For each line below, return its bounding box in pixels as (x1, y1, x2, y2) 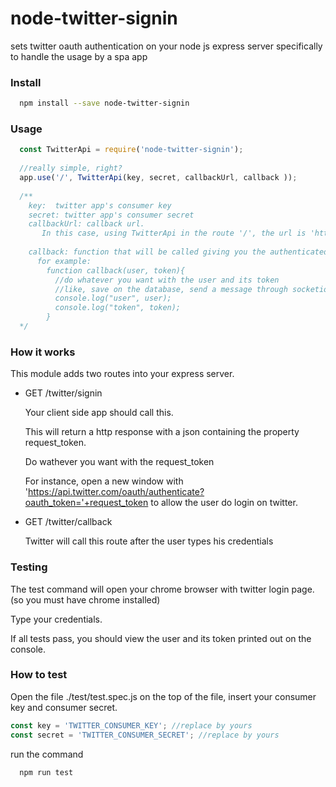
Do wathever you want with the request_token (24, 456, 215, 468)
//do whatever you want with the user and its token (54, 275, 280, 285)
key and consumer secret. (10, 701, 118, 713)
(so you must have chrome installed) (10, 593, 161, 606)
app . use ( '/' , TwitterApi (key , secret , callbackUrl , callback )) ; (19, 173, 298, 183)
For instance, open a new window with (24, 475, 184, 487)
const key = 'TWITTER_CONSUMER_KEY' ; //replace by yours (10, 720, 253, 731)
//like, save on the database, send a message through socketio (54, 284, 329, 294)
